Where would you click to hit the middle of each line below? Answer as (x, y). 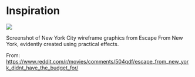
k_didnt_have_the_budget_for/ (42, 68)
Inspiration (33, 11)
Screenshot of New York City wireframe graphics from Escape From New (95, 38)
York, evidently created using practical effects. (63, 44)
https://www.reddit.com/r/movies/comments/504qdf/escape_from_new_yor (97, 61)
